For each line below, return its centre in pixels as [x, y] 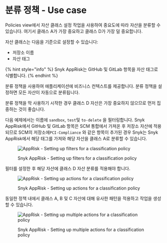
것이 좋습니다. [32, 109]
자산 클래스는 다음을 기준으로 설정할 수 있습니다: [52, 42]
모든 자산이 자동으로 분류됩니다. [49, 92]
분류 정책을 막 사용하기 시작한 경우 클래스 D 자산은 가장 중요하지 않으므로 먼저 [81, 103]
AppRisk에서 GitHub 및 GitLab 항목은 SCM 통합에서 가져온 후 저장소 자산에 [79, 126]
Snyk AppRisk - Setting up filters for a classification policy [77, 158]
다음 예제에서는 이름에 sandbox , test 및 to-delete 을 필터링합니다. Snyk [75, 120]
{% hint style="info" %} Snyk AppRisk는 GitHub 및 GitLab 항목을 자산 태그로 [82, 69]
